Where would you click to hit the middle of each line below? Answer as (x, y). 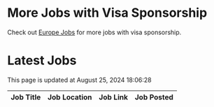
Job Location (70, 97)
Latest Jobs (42, 60)
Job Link (113, 97)
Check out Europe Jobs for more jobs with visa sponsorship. (94, 32)
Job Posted (154, 97)
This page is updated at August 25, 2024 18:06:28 (79, 80)
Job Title (26, 97)
